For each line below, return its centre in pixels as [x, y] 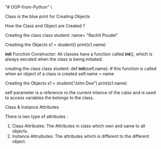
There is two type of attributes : [37, 116]
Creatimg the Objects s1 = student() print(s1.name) [55, 45]
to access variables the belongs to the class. [49, 98]
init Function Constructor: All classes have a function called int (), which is [79, 54]
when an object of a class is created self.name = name [60, 74]
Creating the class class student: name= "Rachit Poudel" [62, 35]
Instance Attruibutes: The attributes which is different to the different [80, 136]
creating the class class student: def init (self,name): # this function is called [81, 68]
